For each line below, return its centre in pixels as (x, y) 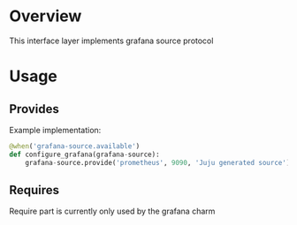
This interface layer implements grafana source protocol (111, 41)
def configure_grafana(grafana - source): (85, 154)
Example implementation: (55, 130)
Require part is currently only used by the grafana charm (112, 211)
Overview (46, 16)
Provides (34, 109)
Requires (34, 190)
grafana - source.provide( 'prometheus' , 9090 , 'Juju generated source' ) (158, 162)
